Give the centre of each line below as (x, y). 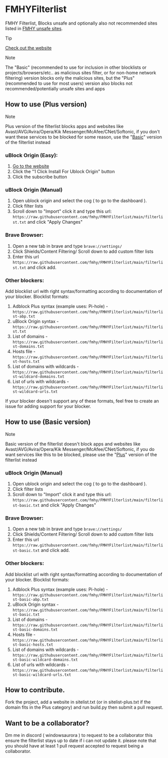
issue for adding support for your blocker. (48, 406)
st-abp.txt (24, 316)
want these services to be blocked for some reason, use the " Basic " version (83, 137)
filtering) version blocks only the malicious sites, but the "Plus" (70, 78)
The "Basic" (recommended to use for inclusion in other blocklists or (76, 67)
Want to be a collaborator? (47, 723)
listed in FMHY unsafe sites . (34, 28)
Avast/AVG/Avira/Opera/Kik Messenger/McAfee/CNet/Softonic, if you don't (82, 131)
